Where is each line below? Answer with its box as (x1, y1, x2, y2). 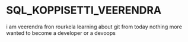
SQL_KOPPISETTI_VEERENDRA (6, 4, 162, 17)
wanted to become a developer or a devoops (6, 29, 116, 36)
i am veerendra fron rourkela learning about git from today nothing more (6, 23, 183, 30)
